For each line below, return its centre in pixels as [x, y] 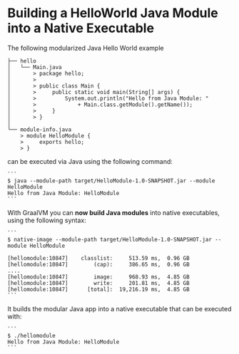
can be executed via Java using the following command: [90, 161]
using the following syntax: [47, 220]
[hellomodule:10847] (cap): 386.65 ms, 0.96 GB [99, 264]
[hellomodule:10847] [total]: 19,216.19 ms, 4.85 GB [99, 289]
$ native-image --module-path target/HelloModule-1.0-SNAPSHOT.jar [110, 239]
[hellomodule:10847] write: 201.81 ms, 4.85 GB [99, 283]
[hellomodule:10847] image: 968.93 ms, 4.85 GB [99, 277]
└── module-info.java [40, 130]
